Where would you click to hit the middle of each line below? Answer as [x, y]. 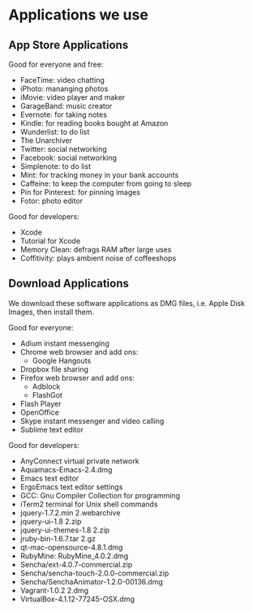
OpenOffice [39, 412]
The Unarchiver [46, 140]
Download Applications [69, 284]
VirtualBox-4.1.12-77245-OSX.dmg [77, 599]
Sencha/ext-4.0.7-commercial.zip [76, 564]
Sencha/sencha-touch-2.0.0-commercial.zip [94, 573]
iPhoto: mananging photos [64, 88]
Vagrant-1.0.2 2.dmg [54, 590]
